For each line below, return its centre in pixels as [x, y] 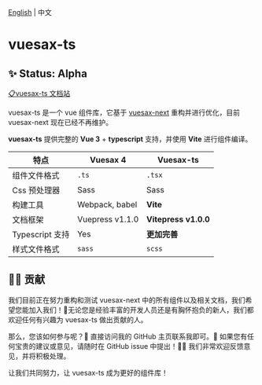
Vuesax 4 [108, 160]
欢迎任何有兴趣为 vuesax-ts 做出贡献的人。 [78, 319]
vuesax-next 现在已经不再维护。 [60, 122]
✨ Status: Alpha [48, 73]
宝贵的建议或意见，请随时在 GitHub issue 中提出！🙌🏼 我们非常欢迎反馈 [129, 346]
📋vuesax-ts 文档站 [39, 93]
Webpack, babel [107, 205]
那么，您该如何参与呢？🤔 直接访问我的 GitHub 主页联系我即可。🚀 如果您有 [128, 336]
